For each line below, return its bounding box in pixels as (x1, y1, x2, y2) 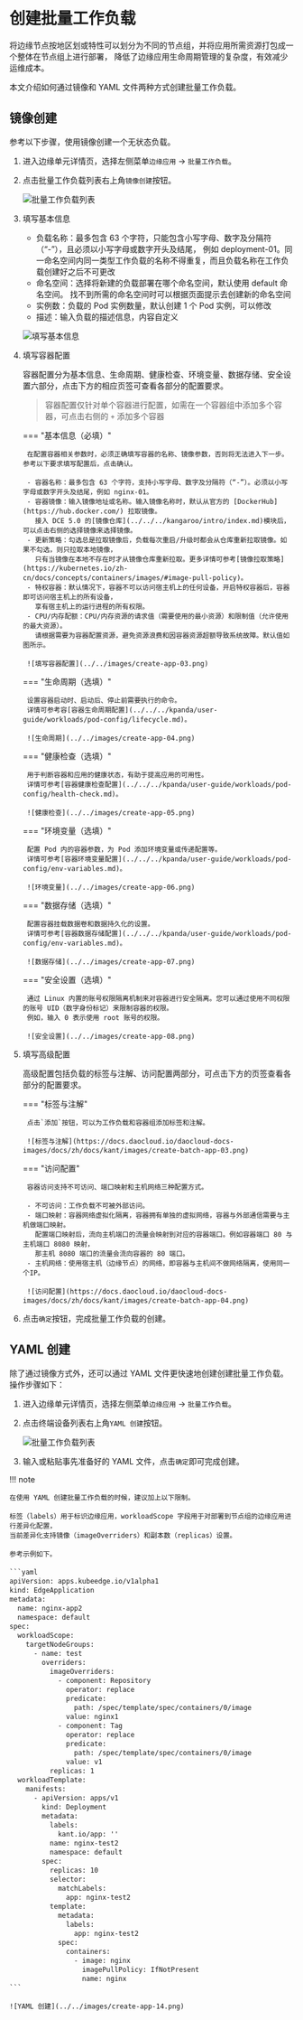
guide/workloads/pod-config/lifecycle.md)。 (22, 715, 192, 724)
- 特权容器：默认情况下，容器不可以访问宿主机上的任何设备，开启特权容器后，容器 (26, 583, 290, 592)
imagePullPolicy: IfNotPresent (81, 1965, 200, 1974)
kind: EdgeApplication (9, 1585, 95, 1594)
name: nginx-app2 (17, 1604, 83, 1613)
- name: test (32, 1649, 83, 1658)
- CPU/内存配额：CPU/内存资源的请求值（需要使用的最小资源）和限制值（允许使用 (26, 612, 289, 621)
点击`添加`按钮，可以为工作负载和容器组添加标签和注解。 (26, 1118, 210, 1127)
